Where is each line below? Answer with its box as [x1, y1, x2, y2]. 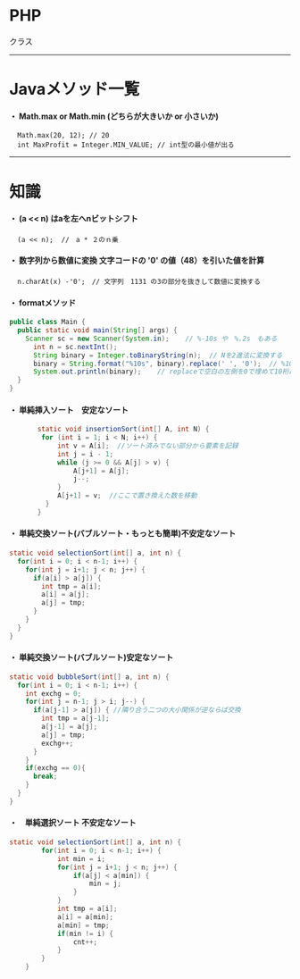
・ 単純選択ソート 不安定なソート [9, 817, 137, 828]
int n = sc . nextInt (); [32, 342, 118, 351]
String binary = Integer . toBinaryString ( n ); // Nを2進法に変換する [32, 350, 283, 360]
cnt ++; [72, 937, 98, 947]
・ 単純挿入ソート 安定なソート [9, 404, 129, 415]
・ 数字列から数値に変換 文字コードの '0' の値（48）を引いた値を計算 [9, 255, 265, 266]
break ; [32, 772, 58, 782]
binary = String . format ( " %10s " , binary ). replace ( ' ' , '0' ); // [32, 359, 278, 368]
